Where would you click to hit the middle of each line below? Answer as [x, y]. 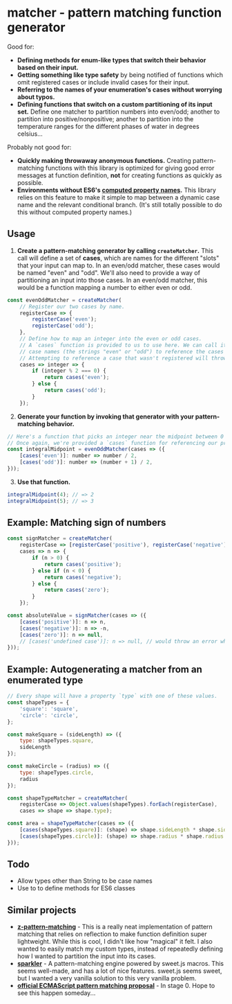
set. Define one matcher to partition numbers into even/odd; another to [118, 112]
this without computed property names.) [75, 212]
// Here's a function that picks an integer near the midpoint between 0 [116, 437]
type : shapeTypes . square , [57, 741]
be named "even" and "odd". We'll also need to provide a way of [108, 272]
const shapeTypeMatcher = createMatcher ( [68, 798]
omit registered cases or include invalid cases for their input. [103, 82]
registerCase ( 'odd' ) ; [63, 326]
